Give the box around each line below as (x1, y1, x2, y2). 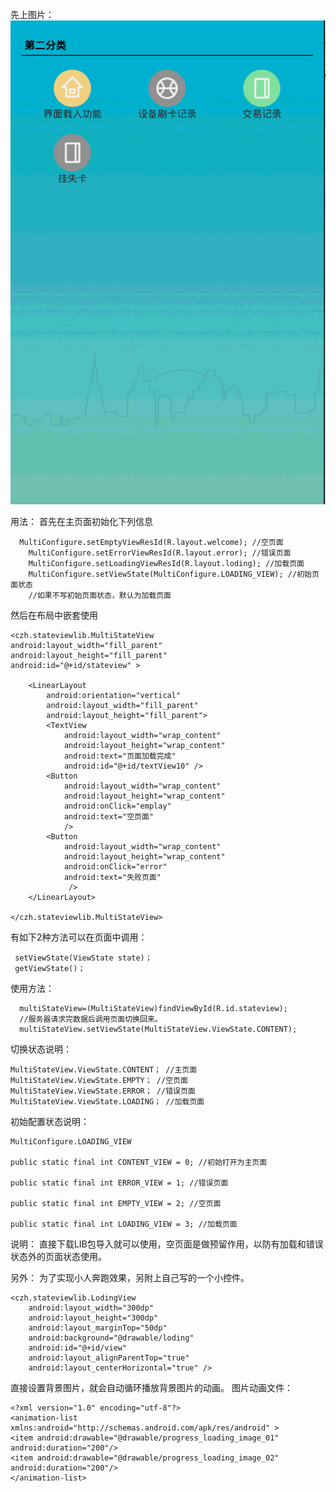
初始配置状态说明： (10, 1116, 90, 1128)
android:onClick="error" (63, 862, 168, 872)
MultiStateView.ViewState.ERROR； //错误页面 (10, 1086, 196, 1097)
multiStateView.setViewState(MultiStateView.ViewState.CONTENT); (19, 1024, 298, 1035)
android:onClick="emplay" (63, 801, 172, 812)
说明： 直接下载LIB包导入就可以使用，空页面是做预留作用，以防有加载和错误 (10, 1238, 324, 1250)
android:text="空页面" (63, 812, 154, 822)
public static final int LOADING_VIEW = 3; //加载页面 (10, 1219, 238, 1230)
